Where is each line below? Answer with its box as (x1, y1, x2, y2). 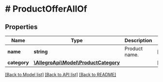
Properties (5, 23, 38, 31)
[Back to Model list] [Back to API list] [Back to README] (5, 72, 116, 77)
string (33, 49, 48, 55)
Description (124, 37, 152, 44)
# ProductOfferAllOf (5, 3, 87, 15)
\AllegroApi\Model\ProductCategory (33, 59, 120, 66)
